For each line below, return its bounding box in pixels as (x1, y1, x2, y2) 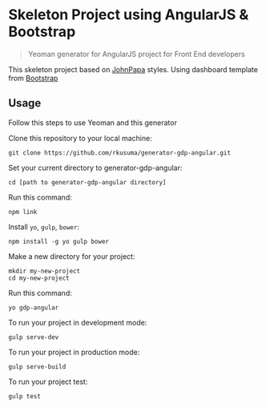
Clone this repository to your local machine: (8, 133, 152, 143)
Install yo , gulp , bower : (8, 222, 80, 232)
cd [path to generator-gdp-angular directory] (8, 178, 167, 186)
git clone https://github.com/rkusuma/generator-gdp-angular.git (8, 148, 231, 157)
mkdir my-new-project (8, 267, 81, 275)
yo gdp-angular (8, 303, 59, 312)
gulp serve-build (8, 362, 66, 370)
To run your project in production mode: (8, 347, 140, 357)
